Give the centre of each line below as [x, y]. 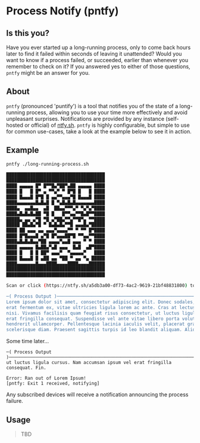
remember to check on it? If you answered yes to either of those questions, [98, 66]
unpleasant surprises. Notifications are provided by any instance [85, 118]
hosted [15, 125]
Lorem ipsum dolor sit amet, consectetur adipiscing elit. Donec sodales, [101, 302]
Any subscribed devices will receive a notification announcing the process [97, 395]
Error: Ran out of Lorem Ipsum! [46, 378]
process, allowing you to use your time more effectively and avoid [107, 112]
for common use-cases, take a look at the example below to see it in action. [99, 131]
